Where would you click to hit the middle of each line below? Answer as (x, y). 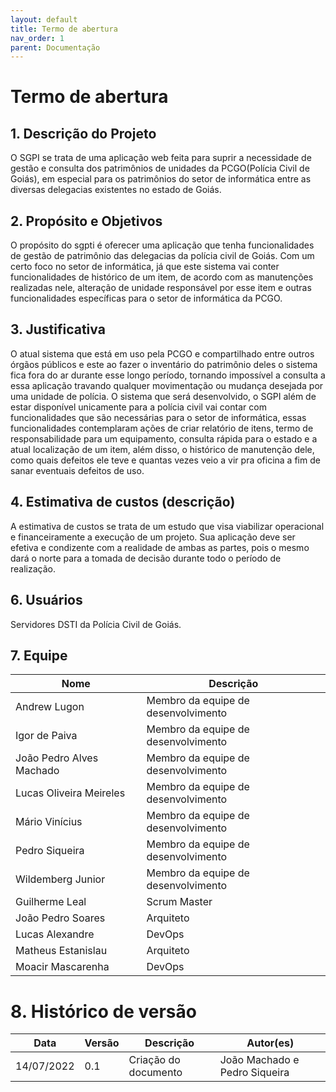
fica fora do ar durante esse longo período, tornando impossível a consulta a (168, 375)
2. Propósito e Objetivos (86, 221)
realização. (33, 568)
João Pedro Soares (60, 918)
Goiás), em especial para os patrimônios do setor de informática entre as (161, 179)
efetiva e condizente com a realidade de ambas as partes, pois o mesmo (160, 547)
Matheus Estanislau (61, 951)
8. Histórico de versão (103, 1011)
